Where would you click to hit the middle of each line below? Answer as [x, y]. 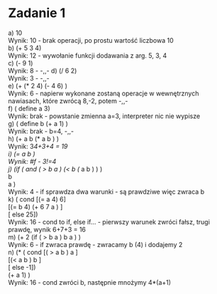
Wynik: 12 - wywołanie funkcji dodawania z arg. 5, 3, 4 [88, 56]
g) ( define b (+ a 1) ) [38, 123]
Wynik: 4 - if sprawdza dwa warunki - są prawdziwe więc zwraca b [106, 191]
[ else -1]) [22, 267]
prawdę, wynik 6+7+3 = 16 [47, 229]
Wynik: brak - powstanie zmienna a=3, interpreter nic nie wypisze [104, 116]
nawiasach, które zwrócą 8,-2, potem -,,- [68, 100]
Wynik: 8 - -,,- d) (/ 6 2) [43, 70]
